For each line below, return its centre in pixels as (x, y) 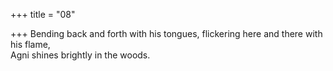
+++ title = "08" (43, 14)
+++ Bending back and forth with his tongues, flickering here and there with (166, 33)
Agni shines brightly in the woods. (80, 55)
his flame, (30, 44)
